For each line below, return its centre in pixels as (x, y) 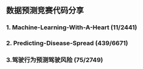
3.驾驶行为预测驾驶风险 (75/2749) (55, 60)
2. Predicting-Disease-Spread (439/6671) (67, 43)
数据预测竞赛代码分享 (45, 11)
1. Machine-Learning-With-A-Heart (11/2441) (72, 27)
